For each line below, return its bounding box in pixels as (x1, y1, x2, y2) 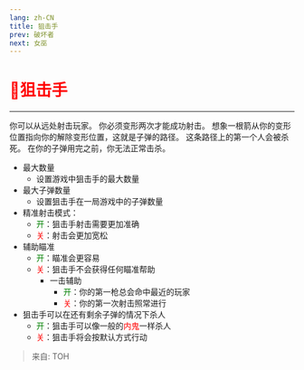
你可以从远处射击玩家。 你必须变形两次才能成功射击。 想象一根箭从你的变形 (9, 120, 291, 131)
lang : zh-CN (9, 13, 54, 23)
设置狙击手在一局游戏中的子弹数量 (35, 196, 164, 207)
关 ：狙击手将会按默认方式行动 (35, 332, 147, 343)
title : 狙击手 (9, 22, 59, 31)
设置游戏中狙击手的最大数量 (35, 174, 140, 185)
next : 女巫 (9, 38, 48, 48)
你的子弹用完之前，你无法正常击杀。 (34, 143, 170, 154)
